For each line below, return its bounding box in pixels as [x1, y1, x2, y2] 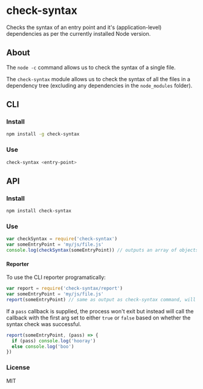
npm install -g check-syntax [6, 131, 80, 137]
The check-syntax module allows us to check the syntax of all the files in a [6, 75, 190, 82]
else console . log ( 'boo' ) [11, 343, 74, 350]
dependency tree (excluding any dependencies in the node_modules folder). [6, 82, 193, 89]
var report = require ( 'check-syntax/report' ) [6, 286, 123, 292]
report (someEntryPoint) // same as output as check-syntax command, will [6, 296, 196, 302]
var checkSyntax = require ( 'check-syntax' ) [6, 236, 118, 242]
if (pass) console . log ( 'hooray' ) [11, 338, 96, 344]
